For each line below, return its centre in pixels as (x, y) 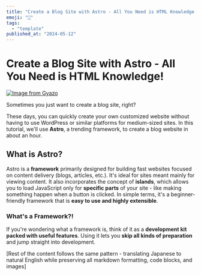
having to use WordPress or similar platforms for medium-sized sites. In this (100, 123)
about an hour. (24, 136)
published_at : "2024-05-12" (41, 34)
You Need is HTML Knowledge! (85, 76)
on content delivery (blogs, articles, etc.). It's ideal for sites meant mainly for (100, 175)
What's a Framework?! (40, 216)
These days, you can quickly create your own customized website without (98, 116)
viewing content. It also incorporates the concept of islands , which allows (97, 181)
